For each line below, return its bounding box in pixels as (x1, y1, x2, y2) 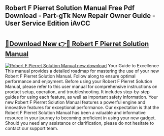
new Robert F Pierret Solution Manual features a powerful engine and (5, 99, 146, 105)
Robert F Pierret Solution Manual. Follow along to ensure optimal (5, 73, 136, 79)
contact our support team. (5, 125, 58, 131)
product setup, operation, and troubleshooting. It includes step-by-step (5, 89, 150, 95)
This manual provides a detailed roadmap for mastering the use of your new (5, 68, 159, 74)
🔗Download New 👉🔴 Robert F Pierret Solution (5, 39, 149, 48)
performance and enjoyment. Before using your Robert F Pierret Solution (5, 79, 153, 84)
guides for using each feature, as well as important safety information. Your (5, 94, 159, 100)
